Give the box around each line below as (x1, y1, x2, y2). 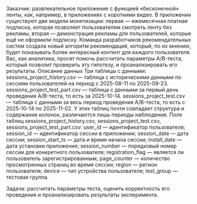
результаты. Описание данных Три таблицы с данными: (6, 68, 147, 74)
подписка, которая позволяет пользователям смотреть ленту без (6, 24, 172, 31)
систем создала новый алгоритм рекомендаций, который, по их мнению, (6, 42, 191, 49)
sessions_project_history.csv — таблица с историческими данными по (6, 73, 182, 81)
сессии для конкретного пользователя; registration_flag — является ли (6, 149, 184, 155)
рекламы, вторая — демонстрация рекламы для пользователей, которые (6, 30, 192, 37)
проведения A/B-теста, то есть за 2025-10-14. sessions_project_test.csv (6, 92, 185, 99)
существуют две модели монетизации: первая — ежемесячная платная (6, 18, 188, 24)
